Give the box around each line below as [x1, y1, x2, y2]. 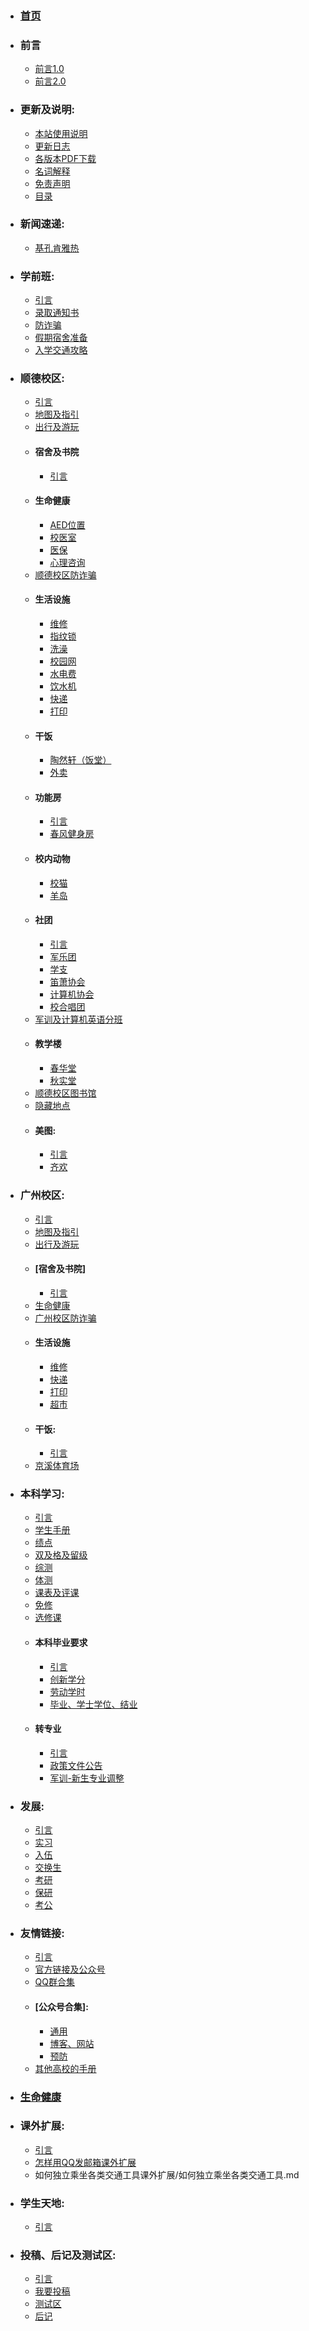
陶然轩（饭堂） [49, 754, 112, 766]
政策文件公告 [49, 1759, 103, 1771]
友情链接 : [19, 1927, 65, 1941]
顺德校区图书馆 [34, 1087, 97, 1099]
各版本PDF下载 [34, 152, 97, 164]
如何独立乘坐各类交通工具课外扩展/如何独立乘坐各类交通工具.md [34, 2168, 300, 2181]
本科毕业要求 [34, 1637, 88, 1649]
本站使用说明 [34, 127, 88, 139]
